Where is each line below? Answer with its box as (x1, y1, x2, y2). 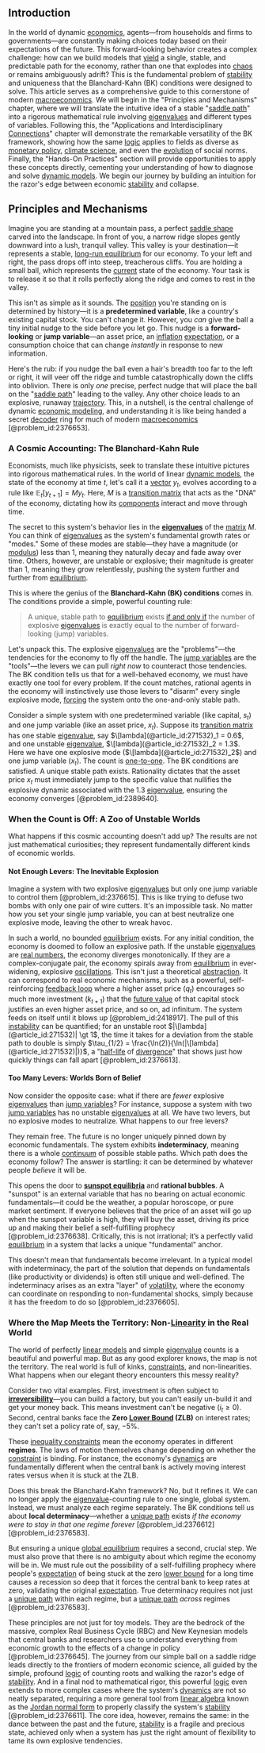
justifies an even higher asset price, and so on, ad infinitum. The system (8, 1004, 243, 1014)
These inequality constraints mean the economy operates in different (8, 1437, 233, 1447)
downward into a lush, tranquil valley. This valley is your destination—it (8, 240, 239, 249)
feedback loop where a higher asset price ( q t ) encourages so (45, 984, 245, 995)
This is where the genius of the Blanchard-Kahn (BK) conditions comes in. (8, 588, 254, 598)
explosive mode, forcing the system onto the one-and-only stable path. (8, 695, 240, 704)
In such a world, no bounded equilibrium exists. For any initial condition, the (8, 933, 255, 943)
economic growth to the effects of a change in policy (8, 1643, 180, 1653)
